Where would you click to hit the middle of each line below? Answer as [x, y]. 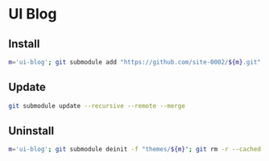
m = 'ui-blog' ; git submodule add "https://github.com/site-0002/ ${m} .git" [135, 62]
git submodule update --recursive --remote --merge [97, 105]
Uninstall [31, 131]
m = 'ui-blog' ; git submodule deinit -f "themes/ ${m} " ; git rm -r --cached [135, 150]
